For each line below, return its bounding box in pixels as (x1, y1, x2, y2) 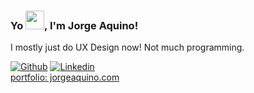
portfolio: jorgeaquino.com (10, 71, 120, 84)
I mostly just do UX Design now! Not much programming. (10, 41, 245, 54)
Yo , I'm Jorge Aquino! (10, 18, 139, 32)
